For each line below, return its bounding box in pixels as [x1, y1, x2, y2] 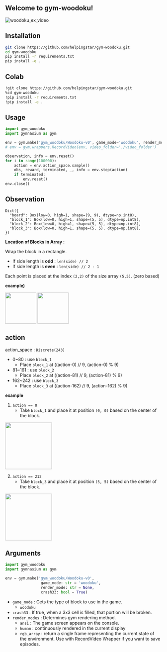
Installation [5, 32, 41, 40]
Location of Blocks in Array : [5, 239, 65, 245]
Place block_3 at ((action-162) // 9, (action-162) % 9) [19, 382, 128, 388]
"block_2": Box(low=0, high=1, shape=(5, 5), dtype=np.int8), [9, 221, 141, 226]
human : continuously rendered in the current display [19, 625, 126, 631]
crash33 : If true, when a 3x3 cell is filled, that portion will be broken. [12, 609, 152, 615]
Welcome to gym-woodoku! [5, 4, 93, 12]
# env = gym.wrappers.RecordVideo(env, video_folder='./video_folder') [5, 144, 157, 150]
